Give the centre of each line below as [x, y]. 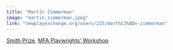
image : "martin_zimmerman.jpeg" [47, 18]
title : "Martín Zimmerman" [41, 12]
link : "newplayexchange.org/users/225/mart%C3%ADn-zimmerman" [87, 23]
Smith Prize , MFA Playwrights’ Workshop [57, 41]
